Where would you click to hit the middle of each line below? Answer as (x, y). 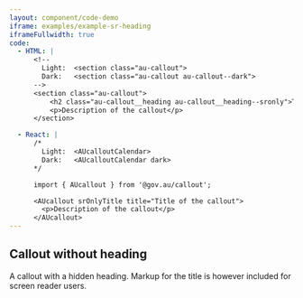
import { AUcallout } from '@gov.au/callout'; (122, 185)
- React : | (38, 135)
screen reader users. (48, 285)
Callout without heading (78, 254)
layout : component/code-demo (64, 18)
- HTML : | (36, 51)
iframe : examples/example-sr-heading (80, 26)
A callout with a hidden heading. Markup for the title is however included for (150, 275)
